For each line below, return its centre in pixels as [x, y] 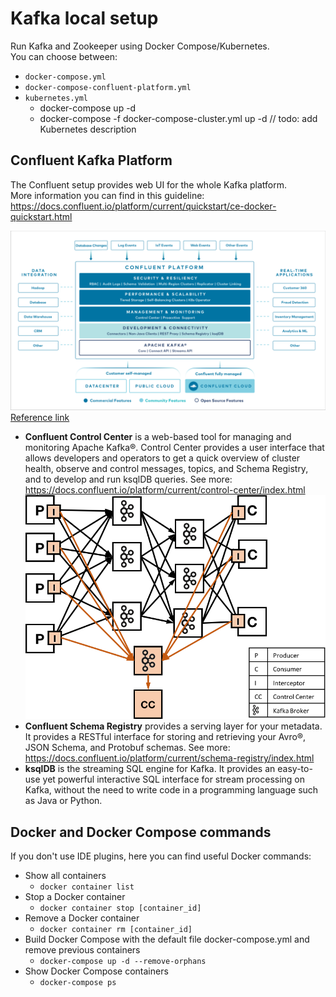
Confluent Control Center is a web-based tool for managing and [158, 437]
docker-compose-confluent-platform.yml [108, 87]
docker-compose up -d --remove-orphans [123, 962]
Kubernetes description [88, 129]
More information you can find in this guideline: [107, 195]
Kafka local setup [84, 18]
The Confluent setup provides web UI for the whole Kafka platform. [148, 184]
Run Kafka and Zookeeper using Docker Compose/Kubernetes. [140, 46]
